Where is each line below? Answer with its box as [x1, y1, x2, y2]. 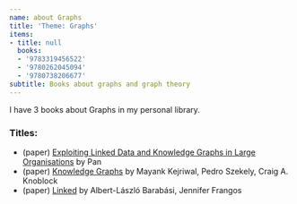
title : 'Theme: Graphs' [9, 21, 99, 30]
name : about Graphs [9, 13, 83, 22]
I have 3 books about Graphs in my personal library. [9, 104, 200, 115]
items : [9, 30, 34, 38]
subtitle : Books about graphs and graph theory [9, 80, 191, 89]
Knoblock [22, 175, 58, 186]
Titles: [9, 126, 39, 139]
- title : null [9, 38, 63, 47]
